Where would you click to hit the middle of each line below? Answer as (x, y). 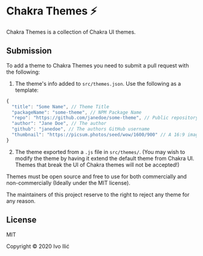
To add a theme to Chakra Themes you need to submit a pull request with (98, 65)
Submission (29, 51)
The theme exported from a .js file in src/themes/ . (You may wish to (100, 152)
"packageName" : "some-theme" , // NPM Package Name (77, 112)
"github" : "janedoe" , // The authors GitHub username (81, 129)
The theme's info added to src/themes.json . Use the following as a (98, 83)
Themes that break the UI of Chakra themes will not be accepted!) (97, 165)
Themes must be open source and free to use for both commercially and (97, 176)
